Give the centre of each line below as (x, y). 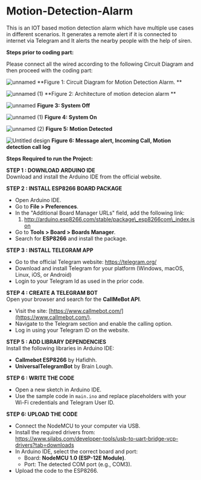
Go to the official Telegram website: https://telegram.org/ (86, 262)
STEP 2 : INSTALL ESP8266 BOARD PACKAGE (64, 188)
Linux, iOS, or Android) (43, 274)
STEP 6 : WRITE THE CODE (40, 377)
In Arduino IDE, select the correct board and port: (76, 451)
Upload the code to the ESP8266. (56, 470)
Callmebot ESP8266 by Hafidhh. (56, 359)
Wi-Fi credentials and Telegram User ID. (65, 402)
